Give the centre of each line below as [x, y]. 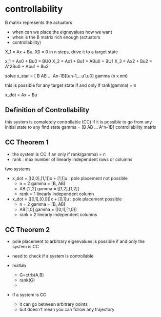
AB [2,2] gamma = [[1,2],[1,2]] [49, 188]
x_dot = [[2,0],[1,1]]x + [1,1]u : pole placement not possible [70, 178]
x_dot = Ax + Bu [21, 95]
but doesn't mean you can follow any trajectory [67, 309]
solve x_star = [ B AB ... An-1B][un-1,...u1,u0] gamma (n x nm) [66, 76]
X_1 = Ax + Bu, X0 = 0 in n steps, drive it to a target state [61, 52]
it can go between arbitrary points [53, 304]
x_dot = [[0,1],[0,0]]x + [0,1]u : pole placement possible [67, 199]
